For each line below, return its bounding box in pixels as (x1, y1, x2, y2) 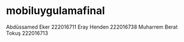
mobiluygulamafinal (6, 4, 105, 17)
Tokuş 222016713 (6, 29, 48, 36)
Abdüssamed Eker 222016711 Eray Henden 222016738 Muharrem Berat (6, 23, 178, 30)
